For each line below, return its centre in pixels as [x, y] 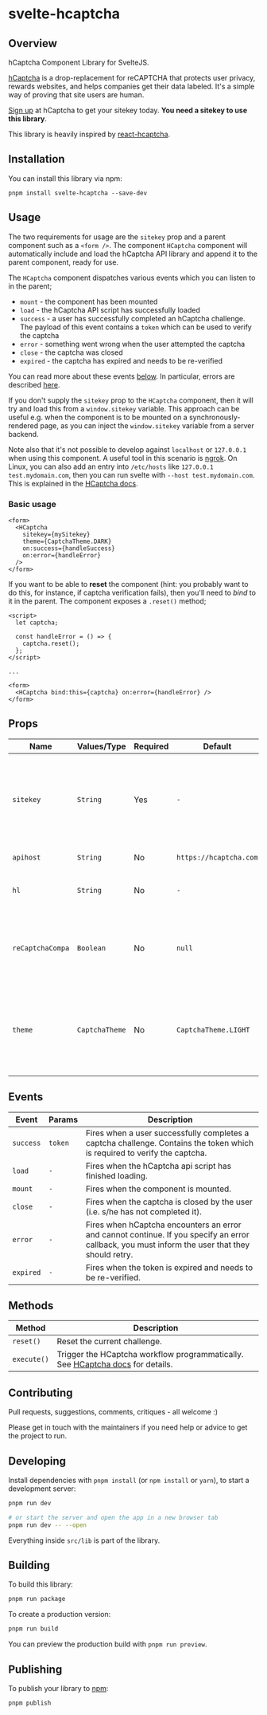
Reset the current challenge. [110, 1342]
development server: [42, 1489]
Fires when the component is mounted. [159, 1189]
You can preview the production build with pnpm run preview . [108, 1644]
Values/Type [101, 746]
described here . [34, 384]
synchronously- [215, 417]
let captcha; [37, 623]
